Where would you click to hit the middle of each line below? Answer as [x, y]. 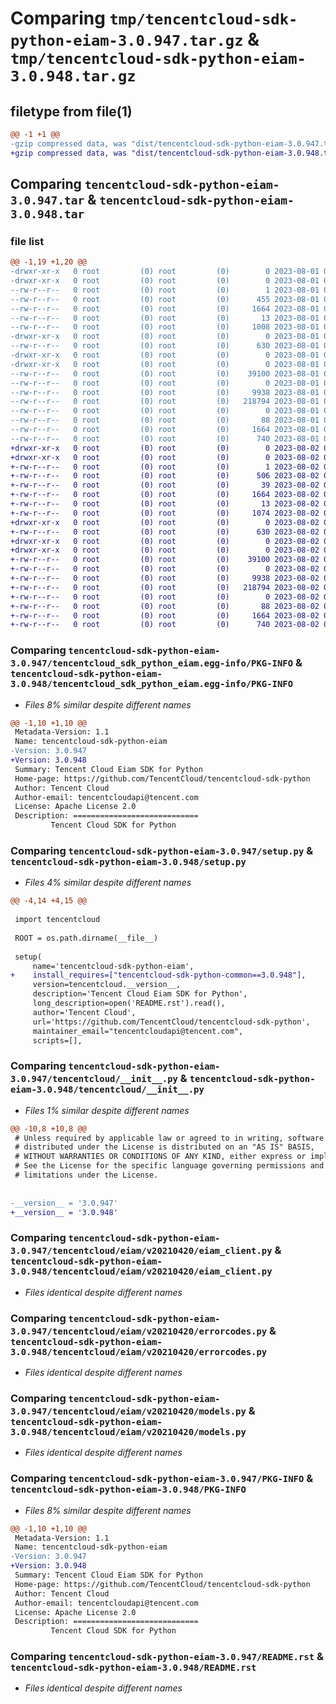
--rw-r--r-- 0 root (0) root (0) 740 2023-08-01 [165, 438]
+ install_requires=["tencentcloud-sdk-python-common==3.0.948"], [158, 975]
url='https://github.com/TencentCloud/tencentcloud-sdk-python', [171, 1022]
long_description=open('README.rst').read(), [129, 1003]
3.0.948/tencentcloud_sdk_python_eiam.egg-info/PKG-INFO [152, 684]
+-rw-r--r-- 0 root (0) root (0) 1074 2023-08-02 [165, 513]
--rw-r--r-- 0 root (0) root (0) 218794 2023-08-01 [165, 402]
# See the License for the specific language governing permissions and [169, 1166]
